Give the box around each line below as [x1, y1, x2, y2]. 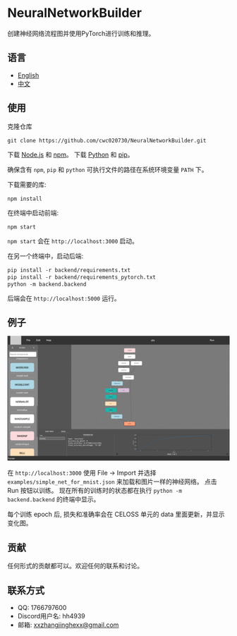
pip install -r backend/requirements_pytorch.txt [7, 274, 157, 281]
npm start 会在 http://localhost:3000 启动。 [7, 236, 139, 245]
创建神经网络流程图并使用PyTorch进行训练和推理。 [7, 29, 155, 37]
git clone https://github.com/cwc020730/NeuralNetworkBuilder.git [7, 137, 207, 144]
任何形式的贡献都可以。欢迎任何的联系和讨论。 [7, 562, 143, 570]
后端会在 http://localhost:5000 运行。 [7, 294, 121, 302]
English [17, 71, 39, 79]
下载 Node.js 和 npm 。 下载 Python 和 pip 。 [7, 150, 134, 159]
